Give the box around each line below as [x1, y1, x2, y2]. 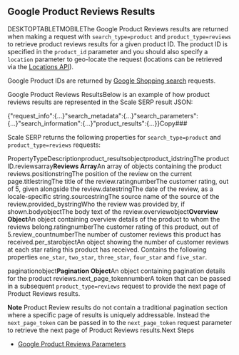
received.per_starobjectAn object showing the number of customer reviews [7, 237, 230, 246]
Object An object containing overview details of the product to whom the [7, 215, 220, 223]
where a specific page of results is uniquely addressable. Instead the [7, 310, 210, 319]
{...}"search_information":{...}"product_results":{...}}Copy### [7, 119, 188, 128]
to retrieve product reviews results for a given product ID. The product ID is [7, 39, 228, 48]
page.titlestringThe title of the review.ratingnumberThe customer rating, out [7, 177, 229, 185]
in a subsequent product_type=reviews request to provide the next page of [7, 282, 226, 290]
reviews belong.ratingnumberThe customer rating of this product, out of [7, 222, 219, 231]
